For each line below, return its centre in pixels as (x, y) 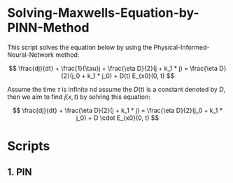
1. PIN (20, 172)
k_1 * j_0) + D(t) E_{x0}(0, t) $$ (131, 76)
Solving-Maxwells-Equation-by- (103, 13)
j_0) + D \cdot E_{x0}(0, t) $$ (118, 118)
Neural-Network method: (43, 55)
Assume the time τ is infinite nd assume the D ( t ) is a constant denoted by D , (116, 89)
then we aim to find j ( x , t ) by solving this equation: (79, 97)
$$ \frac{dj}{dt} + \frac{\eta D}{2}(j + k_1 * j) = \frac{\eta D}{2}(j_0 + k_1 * (118, 110)
